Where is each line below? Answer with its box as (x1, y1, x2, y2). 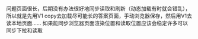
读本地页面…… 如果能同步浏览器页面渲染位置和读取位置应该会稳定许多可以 (6, 20, 189, 26)
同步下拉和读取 (6, 27, 43, 34)
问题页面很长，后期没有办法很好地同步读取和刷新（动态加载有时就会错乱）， (6, 5, 191, 12)
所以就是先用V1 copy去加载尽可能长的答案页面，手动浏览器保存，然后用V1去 (6, 12, 193, 19)
